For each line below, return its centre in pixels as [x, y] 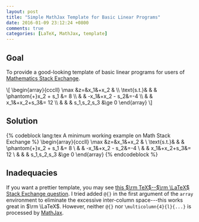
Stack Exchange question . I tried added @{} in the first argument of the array [100, 194]
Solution [22, 121]
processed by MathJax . [35, 213]
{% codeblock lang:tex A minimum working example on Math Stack [89, 135]
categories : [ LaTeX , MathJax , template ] [57, 34]
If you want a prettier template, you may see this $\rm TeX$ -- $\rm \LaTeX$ [98, 187]
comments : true [25, 28]
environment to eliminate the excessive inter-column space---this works [94, 200]
